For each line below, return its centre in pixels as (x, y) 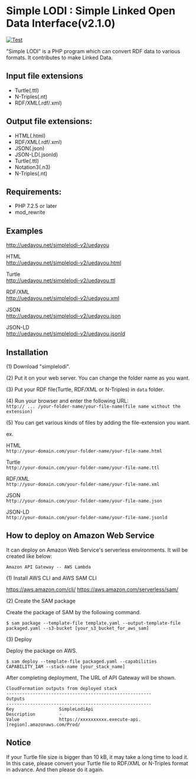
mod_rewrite (30, 212)
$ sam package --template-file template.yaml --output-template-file (94, 623)
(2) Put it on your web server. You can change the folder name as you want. (98, 378)
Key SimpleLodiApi (50, 709)
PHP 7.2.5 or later (36, 206)
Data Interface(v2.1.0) (61, 23)
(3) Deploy (19, 639)
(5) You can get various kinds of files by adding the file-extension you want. (98, 423)
